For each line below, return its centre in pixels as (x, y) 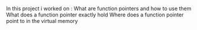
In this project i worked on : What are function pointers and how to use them (99, 9)
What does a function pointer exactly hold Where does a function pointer (95, 15)
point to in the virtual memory (42, 21)
